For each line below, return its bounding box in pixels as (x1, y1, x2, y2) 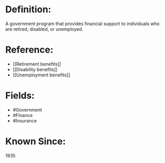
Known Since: (5, 136, 66, 147)
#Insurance (12, 117, 37, 124)
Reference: (5, 44, 54, 56)
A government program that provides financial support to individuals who (5, 21, 160, 27)
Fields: (5, 90, 35, 101)
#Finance (12, 112, 33, 118)
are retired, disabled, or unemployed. (5, 26, 84, 32)
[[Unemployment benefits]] (12, 72, 71, 78)
